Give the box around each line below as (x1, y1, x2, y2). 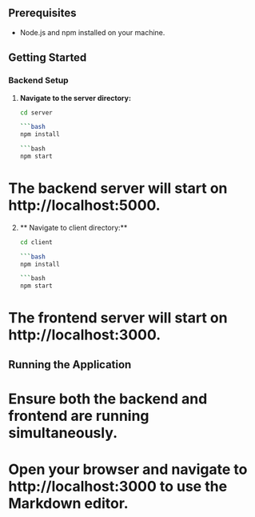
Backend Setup (8, 75, 70, 86)
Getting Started (8, 51, 87, 65)
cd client (19, 238, 54, 246)
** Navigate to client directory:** (19, 222, 128, 232)
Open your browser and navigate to (8, 460, 248, 479)
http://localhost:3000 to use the (8, 478, 228, 495)
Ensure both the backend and (8, 390, 208, 407)
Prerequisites (8, 6, 77, 20)
